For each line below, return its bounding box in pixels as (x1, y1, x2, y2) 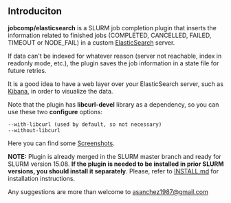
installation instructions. (8, 174, 76, 182)
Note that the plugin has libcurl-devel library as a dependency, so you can (8, 100, 219, 109)
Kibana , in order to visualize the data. (8, 87, 113, 95)
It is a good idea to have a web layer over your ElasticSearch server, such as (8, 79, 224, 88)
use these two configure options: (8, 107, 102, 116)
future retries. (8, 66, 47, 74)
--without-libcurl (8, 127, 60, 133)
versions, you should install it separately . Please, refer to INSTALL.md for (8, 167, 219, 175)
